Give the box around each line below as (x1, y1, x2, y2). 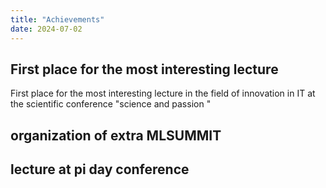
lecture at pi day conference (10, 161, 190, 178)
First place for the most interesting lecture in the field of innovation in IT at (10, 87, 316, 100)
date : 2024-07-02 (10, 24, 83, 34)
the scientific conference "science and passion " (10, 98, 212, 110)
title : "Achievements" (10, 14, 105, 25)
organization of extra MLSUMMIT (10, 127, 222, 144)
